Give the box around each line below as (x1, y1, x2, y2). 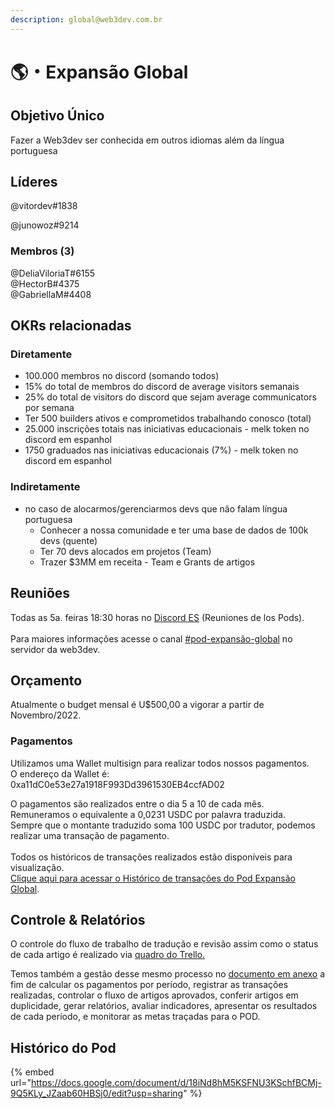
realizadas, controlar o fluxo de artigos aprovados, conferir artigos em (10, 989, 299, 1001)
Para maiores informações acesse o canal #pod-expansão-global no (10, 632, 293, 645)
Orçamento (10, 672, 83, 689)
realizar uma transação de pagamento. (10, 829, 170, 841)
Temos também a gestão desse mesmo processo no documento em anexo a (10, 968, 326, 980)
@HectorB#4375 (10, 277, 80, 290)
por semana (24, 402, 75, 414)
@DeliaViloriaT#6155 (10, 267, 96, 279)
